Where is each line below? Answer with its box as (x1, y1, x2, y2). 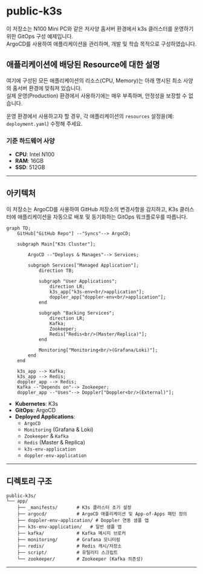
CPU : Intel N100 (14, 151, 55, 158)
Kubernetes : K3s (14, 400, 59, 407)
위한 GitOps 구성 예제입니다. (6, 32, 74, 40)
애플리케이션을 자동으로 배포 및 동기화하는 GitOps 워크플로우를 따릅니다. (17, 213, 188, 220)
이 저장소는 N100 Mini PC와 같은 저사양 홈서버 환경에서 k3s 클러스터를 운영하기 (6, 25, 194, 32)
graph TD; (6, 225, 31, 231)
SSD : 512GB (14, 163, 45, 171)
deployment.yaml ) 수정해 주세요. (6, 120, 83, 127)
